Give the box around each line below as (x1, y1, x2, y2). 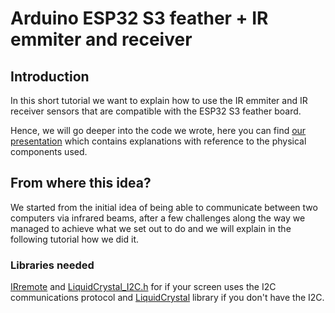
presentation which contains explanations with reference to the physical (10, 135, 307, 147)
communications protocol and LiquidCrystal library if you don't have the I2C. (10, 292, 325, 304)
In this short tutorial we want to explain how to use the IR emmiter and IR (10, 95, 308, 106)
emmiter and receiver (10, 28, 193, 51)
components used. (10, 146, 88, 157)
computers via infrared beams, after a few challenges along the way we (10, 212, 306, 224)
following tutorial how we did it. (10, 233, 140, 245)
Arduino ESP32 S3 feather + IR (10, 7, 269, 30)
